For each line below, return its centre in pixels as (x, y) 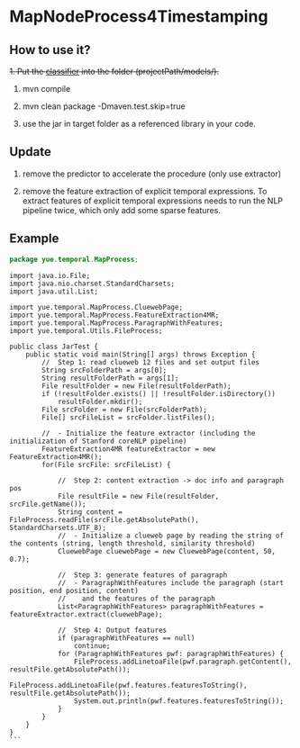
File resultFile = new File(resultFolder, (138, 496)
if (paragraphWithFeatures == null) (126, 638)
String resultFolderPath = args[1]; (110, 378)
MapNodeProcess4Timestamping (139, 17)
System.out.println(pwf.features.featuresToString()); (178, 701)
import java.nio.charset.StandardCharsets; (92, 284)
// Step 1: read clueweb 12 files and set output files (150, 362)
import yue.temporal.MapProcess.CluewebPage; (96, 307)
